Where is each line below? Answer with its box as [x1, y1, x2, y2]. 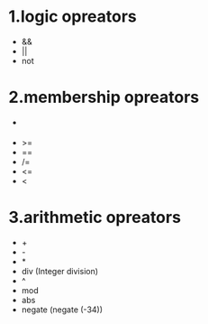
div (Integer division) [21, 265, 99, 276]
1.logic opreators [8, 6, 137, 27]
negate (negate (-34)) [21, 304, 104, 315]
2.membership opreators [8, 88, 200, 107]
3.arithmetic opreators [8, 207, 182, 227]
